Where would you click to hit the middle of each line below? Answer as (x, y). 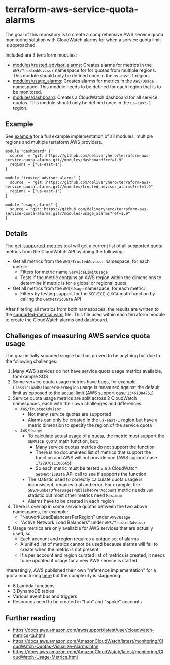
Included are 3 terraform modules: (41, 55)
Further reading (30, 618)
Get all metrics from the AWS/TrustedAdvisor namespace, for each (81, 261)
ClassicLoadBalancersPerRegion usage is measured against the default (86, 387)
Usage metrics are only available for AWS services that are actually (83, 528)
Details (16, 233)
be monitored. (27, 92)
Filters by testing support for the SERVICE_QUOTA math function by (88, 293)
